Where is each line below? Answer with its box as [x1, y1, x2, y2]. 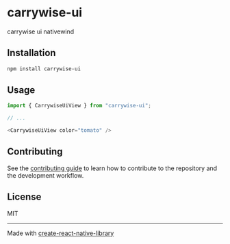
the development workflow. [7, 171, 84, 179]
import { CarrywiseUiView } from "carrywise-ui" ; [7, 103, 152, 109]
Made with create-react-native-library [7, 229, 114, 237]
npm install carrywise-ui [7, 65, 81, 72]
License [7, 191, 42, 203]
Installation [7, 47, 56, 59]
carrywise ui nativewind [7, 27, 75, 36]
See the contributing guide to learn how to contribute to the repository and [7, 164, 218, 172]
